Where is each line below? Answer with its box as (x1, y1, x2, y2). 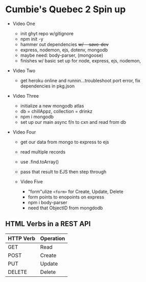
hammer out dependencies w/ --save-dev (20, 41, 109, 47)
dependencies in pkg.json (20, 83, 75, 89)
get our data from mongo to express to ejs (20, 139, 109, 145)
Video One (12, 20, 36, 27)
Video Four (12, 129, 36, 135)
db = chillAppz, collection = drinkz (20, 108, 93, 114)
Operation (40, 234, 65, 242)
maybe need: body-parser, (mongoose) (20, 52, 104, 58)
